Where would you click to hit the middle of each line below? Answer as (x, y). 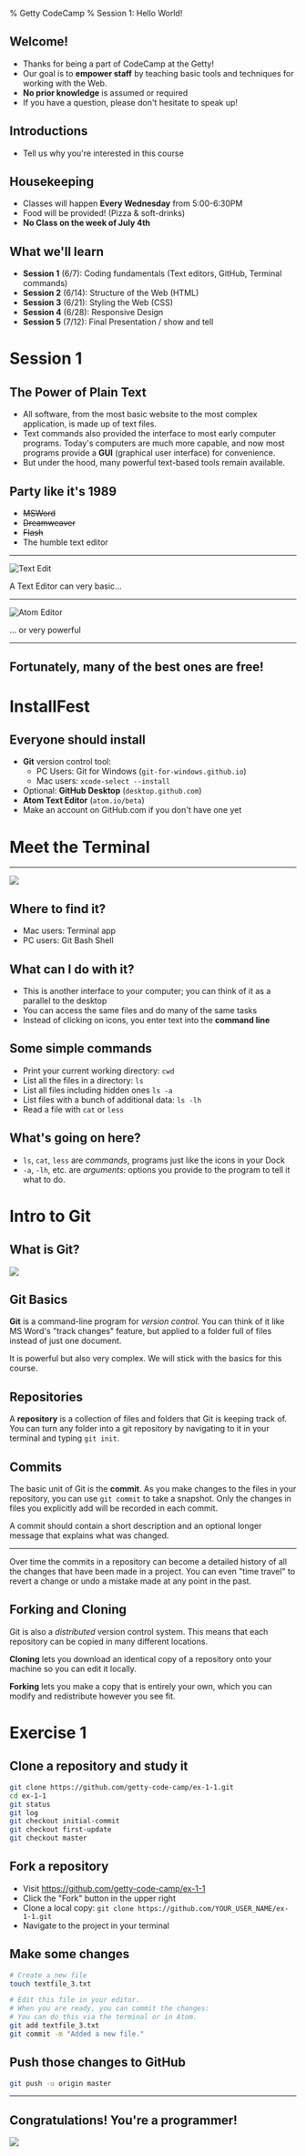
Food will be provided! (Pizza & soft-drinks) (104, 213)
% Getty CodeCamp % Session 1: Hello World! (96, 13)
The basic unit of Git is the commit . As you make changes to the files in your (153, 1489)
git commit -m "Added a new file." (77, 2034)
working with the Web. (65, 83)
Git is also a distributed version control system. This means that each (139, 1631)
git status (30, 1804)
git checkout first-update (61, 1830)
